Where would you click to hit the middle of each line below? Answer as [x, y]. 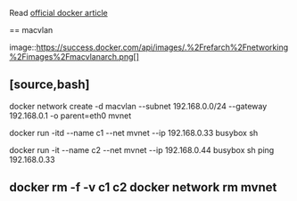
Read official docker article [59, 13]
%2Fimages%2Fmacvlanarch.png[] [74, 56]
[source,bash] [49, 85]
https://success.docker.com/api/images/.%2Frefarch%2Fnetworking [162, 47]
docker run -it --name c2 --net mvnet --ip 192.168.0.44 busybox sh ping [142, 149]
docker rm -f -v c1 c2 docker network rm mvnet [143, 187]
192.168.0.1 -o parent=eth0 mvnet [70, 116]
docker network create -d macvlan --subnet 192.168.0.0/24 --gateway [138, 106]
